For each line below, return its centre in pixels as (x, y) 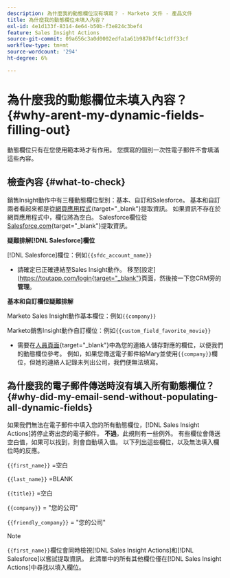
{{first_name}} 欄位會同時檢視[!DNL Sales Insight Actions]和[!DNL (101, 551)
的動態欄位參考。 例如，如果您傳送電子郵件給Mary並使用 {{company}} (114, 354)
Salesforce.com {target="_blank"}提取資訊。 (69, 226)
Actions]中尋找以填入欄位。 (46, 568)
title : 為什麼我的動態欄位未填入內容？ (56, 20)
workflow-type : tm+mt (38, 45)
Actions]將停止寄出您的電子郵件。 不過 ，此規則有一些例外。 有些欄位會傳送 (114, 434)
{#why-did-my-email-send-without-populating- (113, 396)
